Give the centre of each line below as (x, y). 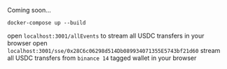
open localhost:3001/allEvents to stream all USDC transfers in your (106, 36)
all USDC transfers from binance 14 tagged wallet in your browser (102, 58)
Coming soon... (29, 10)
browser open (27, 43)
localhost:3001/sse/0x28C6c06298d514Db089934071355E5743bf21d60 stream (114, 51)
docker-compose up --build (47, 23)
